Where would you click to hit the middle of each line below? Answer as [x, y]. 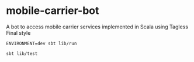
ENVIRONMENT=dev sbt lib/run [41, 43]
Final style [18, 32]
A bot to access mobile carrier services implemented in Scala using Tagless [97, 27]
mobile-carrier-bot [53, 11]
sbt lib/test [22, 53]
